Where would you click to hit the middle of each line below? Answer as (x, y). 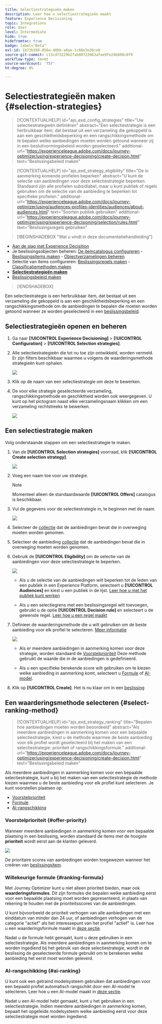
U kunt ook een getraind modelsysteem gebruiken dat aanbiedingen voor (78, 981)
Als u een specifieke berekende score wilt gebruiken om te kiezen (85, 668)
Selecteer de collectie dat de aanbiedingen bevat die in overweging (79, 527)
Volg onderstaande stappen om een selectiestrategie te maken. (68, 442)
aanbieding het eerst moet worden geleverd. (49, 958)
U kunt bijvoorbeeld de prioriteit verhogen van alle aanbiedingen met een (78, 912)
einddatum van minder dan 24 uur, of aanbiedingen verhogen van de (74, 918)
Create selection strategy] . (40, 457)
